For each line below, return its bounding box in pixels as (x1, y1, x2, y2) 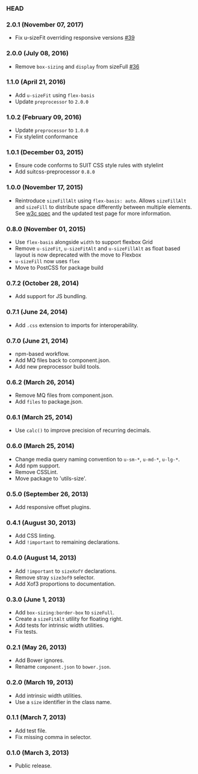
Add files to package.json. (14, 398, 83, 405)
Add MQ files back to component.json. (14, 357, 111, 364)
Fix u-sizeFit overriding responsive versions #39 (14, 34, 135, 42)
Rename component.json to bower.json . (14, 663, 111, 670)
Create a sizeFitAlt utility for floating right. (14, 615, 123, 622)
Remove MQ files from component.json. (14, 392, 114, 399)
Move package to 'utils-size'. (14, 475, 87, 482)
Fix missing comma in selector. (14, 733, 92, 740)
